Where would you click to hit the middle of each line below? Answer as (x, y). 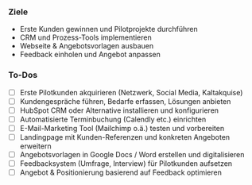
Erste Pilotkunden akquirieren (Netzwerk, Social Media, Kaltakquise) (131, 92)
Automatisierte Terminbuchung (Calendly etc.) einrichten (113, 119)
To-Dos (23, 75)
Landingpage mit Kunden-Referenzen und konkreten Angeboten (125, 137)
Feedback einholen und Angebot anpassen (90, 55)
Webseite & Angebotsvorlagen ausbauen (87, 46)
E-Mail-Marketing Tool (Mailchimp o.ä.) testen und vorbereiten (122, 128)
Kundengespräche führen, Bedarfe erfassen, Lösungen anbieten (125, 101)
